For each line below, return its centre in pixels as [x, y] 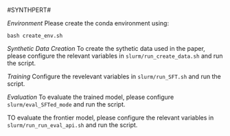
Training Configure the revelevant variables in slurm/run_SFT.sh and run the [114, 76]
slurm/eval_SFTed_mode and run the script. [66, 104]
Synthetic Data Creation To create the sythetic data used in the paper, [106, 48]
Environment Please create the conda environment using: [88, 23]
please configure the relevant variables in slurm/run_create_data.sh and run [115, 56]
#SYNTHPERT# [29, 10]
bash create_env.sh [35, 36]
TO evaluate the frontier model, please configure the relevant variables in [111, 117]
